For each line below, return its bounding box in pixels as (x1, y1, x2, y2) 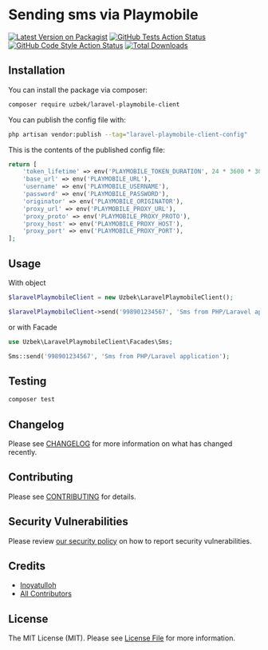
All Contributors (19, 589, 72, 599)
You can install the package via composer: (8, 85, 148, 94)
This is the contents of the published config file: (8, 145, 165, 154)
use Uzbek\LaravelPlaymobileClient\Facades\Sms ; (8, 337, 173, 345)
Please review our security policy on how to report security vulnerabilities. (8, 536, 252, 545)
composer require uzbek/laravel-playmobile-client (8, 100, 180, 109)
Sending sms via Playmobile (8, 6, 199, 24)
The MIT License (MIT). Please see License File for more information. (8, 633, 235, 643)
